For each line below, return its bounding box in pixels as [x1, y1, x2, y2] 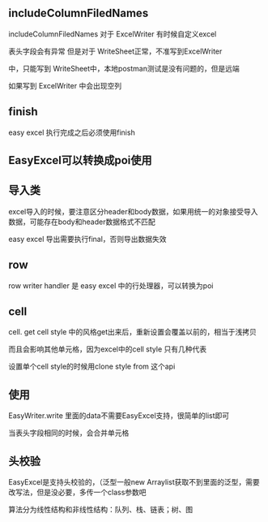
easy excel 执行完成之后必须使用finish [8, 127, 135, 137]
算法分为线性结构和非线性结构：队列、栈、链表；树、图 [8, 505, 193, 515]
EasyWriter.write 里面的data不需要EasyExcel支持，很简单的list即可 [8, 411, 230, 421]
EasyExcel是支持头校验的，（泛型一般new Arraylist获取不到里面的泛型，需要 [8, 477, 261, 487]
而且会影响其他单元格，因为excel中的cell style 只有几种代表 [8, 344, 207, 354]
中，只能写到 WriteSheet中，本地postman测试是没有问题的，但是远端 [8, 63, 240, 73]
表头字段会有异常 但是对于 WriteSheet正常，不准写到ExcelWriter [8, 46, 223, 56]
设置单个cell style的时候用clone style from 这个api [8, 361, 176, 372]
